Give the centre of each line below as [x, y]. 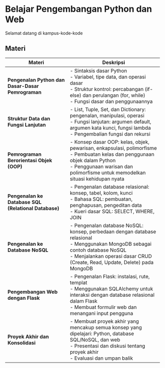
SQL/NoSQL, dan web [95, 340]
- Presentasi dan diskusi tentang [107, 346]
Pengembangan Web [33, 292]
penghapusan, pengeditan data [106, 205]
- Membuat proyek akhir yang [104, 321]
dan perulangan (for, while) [114, 95]
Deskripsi [114, 62]
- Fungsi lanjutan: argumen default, [110, 121]
